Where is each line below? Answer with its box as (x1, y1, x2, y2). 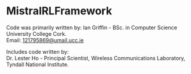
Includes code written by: (6, 48, 69, 55)
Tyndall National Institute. (6, 61, 69, 68)
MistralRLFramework (6, 4, 113, 18)
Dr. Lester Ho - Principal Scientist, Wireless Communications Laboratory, (6, 54, 186, 61)
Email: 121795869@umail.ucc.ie (6, 36, 84, 44)
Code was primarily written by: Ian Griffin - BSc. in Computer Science (6, 24, 178, 31)
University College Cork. (6, 30, 67, 37)
